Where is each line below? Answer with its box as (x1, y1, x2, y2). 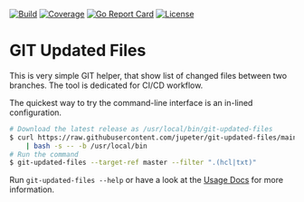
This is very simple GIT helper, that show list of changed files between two (9, 70, 288, 81)
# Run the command (9, 149, 79, 159)
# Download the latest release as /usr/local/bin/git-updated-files (9, 124, 273, 133)
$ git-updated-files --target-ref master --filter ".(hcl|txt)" (9, 159, 257, 168)
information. (9, 184, 55, 195)
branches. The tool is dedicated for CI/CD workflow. (9, 80, 204, 91)
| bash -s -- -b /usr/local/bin (25, 141, 147, 150)
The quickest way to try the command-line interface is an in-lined (9, 97, 253, 108)
